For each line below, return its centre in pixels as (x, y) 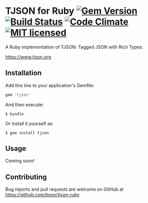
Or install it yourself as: (29, 124)
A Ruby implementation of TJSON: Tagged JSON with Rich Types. (75, 47)
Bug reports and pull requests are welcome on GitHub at (65, 189)
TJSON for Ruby (40, 11)
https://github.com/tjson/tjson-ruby (43, 195)
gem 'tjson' (18, 95)
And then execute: (24, 105)
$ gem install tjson (27, 133)
